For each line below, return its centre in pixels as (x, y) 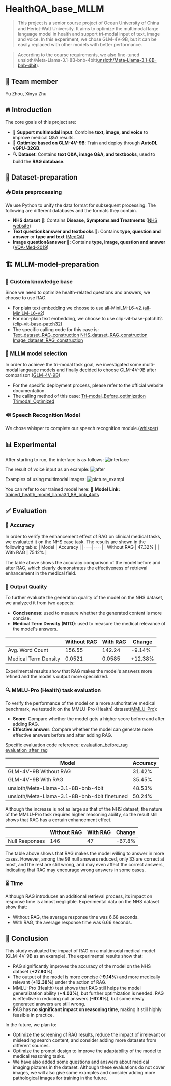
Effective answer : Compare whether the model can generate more (83, 729)
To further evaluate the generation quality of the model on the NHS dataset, (84, 598)
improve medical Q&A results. (44, 137)
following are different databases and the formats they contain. (71, 211)
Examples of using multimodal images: (46, 479)
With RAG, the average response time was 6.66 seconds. (72, 922)
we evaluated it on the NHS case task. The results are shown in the (76, 542)
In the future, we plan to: (31, 1025)
